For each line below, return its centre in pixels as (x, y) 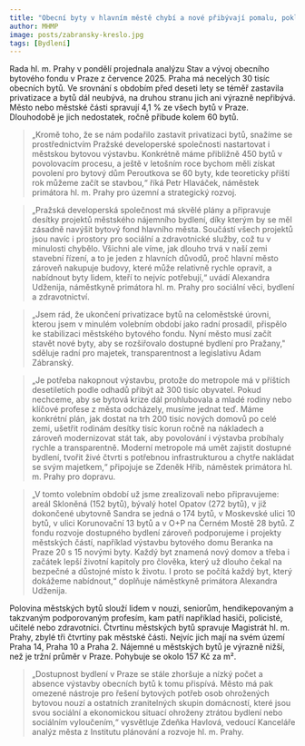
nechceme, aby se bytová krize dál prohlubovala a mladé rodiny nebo (162, 399)
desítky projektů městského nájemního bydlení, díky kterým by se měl (162, 220)
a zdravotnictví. (60, 297)
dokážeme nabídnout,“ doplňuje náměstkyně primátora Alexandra (154, 581)
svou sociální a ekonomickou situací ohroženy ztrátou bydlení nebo (157, 712)
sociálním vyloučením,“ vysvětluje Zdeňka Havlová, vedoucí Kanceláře (163, 722)
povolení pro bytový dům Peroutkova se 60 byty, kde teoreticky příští (161, 173)
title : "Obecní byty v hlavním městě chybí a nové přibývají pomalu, (144, 18)
